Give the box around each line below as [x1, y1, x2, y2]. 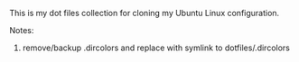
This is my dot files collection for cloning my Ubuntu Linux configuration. [9, 8, 280, 18]
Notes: [9, 25, 34, 35]
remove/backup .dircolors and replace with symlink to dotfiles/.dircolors [22, 42, 291, 53]
